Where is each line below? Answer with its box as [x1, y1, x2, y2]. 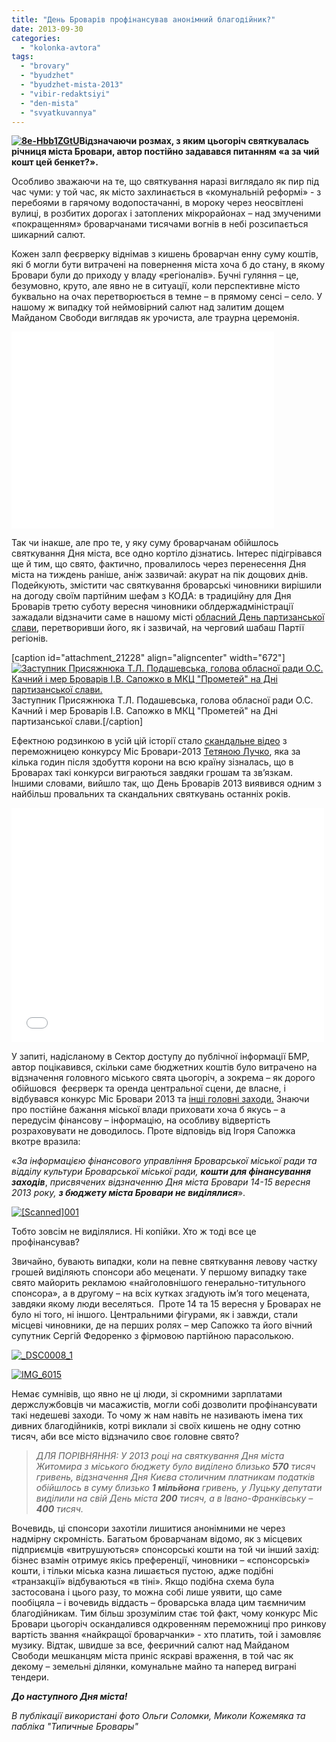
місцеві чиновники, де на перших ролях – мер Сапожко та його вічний [11, 1319, 313, 1331]
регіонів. [11, 632, 49, 645]
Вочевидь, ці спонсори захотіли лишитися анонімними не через [11, 1522, 286, 1535]
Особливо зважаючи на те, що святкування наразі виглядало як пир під [11, 176, 320, 188]
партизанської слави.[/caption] [11, 716, 144, 728]
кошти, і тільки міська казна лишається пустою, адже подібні [11, 1565, 274, 1577]
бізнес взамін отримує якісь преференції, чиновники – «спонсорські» [11, 1554, 311, 1566]
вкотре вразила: [11, 1136, 81, 1148]
